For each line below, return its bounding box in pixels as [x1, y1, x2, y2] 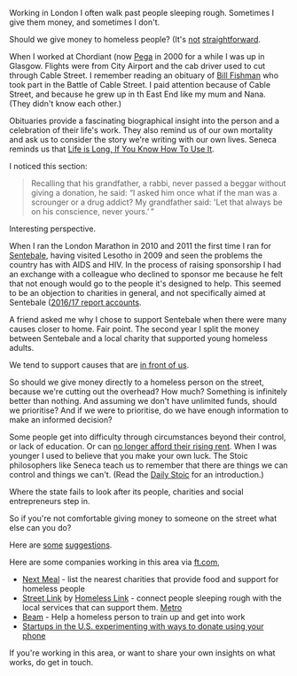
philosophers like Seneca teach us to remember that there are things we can [9, 460, 288, 470]
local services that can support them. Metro [21, 602, 183, 612]
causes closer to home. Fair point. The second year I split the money [9, 323, 260, 334]
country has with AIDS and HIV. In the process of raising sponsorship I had [9, 260, 282, 269]
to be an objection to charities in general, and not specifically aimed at [9, 288, 266, 298]
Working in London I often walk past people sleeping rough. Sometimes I [9, 8, 275, 18]
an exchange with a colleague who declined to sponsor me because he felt [9, 269, 284, 279]
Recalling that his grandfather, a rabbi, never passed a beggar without [30, 178, 286, 189]
